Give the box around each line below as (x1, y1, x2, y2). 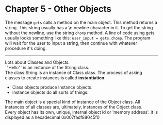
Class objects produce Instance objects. (12, 84, 93, 90)
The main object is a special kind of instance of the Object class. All (5, 99, 140, 105)
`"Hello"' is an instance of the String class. (5, 64, 90, 70)
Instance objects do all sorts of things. (12, 89, 89, 95)
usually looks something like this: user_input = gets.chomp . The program (5, 35, 150, 41)
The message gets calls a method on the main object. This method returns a (5, 19, 158, 25)
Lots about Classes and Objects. (5, 59, 70, 65)
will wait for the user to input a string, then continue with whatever (5, 40, 137, 46)
